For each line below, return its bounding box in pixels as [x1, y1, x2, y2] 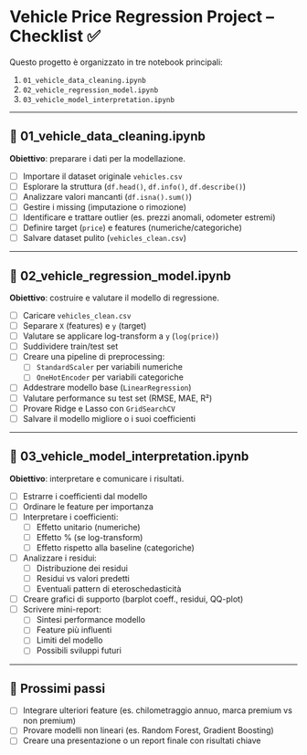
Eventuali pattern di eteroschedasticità [36, 583, 182, 594]
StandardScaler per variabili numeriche [36, 362, 183, 372]
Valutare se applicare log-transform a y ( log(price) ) [22, 330, 219, 341]
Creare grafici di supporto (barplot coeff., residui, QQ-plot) [22, 593, 244, 604]
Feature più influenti [36, 624, 112, 635]
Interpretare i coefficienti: [22, 511, 119, 522]
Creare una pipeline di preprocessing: [22, 351, 165, 362]
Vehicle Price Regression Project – [9, 6, 274, 27]
